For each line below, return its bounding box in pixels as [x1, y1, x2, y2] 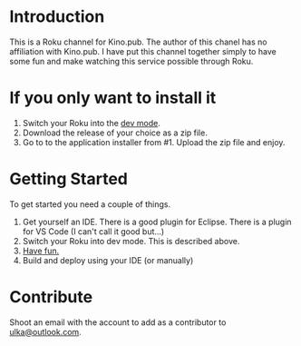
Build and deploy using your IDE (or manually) [22, 254, 194, 265]
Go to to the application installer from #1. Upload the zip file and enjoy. [22, 136, 286, 147]
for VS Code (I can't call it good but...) [22, 225, 165, 237]
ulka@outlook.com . [9, 326, 82, 337]
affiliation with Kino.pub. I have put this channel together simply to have [9, 45, 277, 56]
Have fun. [22, 245, 60, 256]
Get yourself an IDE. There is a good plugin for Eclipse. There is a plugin [22, 216, 292, 227]
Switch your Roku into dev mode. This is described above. [22, 235, 240, 246]
